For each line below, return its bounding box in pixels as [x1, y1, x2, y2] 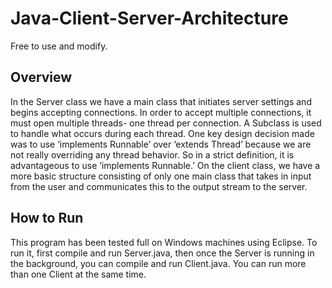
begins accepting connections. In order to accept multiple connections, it [10, 106, 312, 118]
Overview [10, 69, 73, 86]
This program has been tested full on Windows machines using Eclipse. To [10, 236, 318, 248]
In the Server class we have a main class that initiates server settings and [10, 95, 312, 107]
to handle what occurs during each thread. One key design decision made [10, 127, 315, 139]
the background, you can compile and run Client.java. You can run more [10, 257, 307, 269]
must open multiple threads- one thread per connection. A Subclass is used [10, 117, 322, 129]
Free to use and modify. [10, 40, 108, 52]
